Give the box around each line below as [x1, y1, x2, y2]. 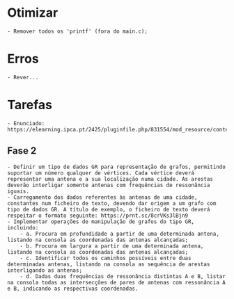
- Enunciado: [7, 120, 45, 127]
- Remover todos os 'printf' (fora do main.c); [7, 28, 148, 35]
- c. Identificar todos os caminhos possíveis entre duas [19, 254, 192, 261]
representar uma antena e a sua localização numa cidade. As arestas [7, 175, 214, 182]
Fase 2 [7, 145, 37, 157]
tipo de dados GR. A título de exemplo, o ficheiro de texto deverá [7, 206, 210, 213]
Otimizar [7, 5, 58, 21]
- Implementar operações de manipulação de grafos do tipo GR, [7, 218, 195, 225]
